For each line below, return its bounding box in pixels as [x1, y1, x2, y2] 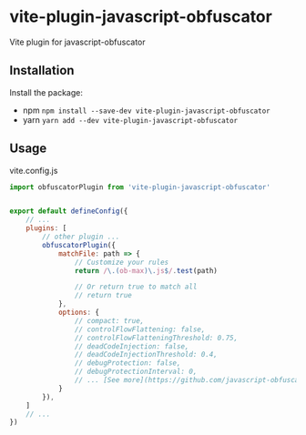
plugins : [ [25, 224, 67, 233]
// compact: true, [74, 316, 145, 325]
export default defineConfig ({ [9, 207, 128, 216]
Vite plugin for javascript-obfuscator [9, 36, 146, 47]
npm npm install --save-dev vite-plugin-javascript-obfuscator [22, 105, 270, 116]
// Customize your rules [74, 258, 169, 267]
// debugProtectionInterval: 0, [74, 367, 198, 377]
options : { [57, 308, 100, 318]
